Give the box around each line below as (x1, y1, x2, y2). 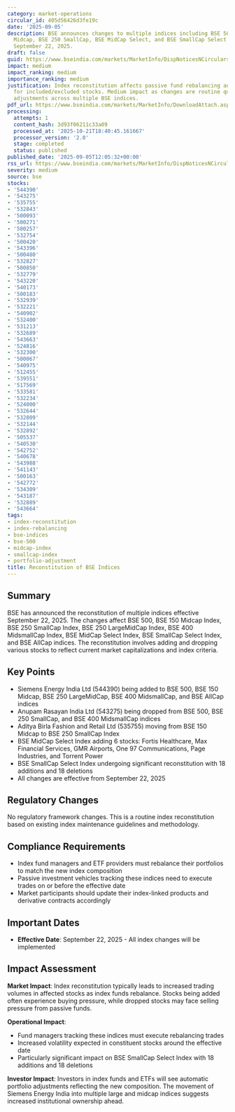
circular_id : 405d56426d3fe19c (7, 17, 99, 24)
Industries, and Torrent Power (17, 751, 104, 760)
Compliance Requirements (7, 840, 126, 852)
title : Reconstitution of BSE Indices (7, 564, 120, 571)
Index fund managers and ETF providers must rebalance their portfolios (17, 859, 224, 867)
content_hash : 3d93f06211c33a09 (13, 121, 108, 128)
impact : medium (7, 62, 52, 69)
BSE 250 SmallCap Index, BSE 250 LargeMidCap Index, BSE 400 (7, 623, 194, 631)
